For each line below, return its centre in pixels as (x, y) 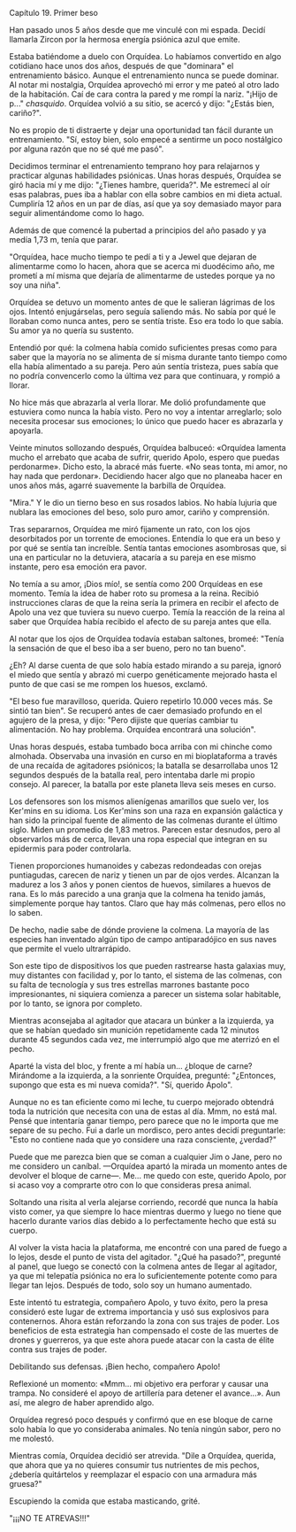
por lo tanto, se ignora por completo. (76, 1003)
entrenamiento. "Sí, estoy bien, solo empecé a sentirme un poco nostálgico (146, 139)
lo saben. (26, 913)
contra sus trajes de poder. (58, 1349)
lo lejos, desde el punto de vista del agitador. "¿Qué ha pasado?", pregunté (145, 1257)
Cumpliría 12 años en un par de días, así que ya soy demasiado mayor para (145, 204)
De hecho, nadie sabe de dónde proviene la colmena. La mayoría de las (139, 930)
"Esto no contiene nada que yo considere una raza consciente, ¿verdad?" (143, 1140)
